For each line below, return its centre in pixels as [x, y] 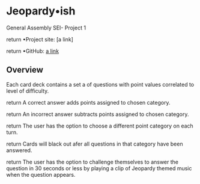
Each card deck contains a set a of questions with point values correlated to [100, 84]
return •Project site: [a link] [40, 39]
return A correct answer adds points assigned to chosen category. [88, 102]
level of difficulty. [28, 91]
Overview [25, 70]
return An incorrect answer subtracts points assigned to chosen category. [98, 114]
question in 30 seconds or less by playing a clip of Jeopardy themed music [99, 168]
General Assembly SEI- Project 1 [46, 28]
